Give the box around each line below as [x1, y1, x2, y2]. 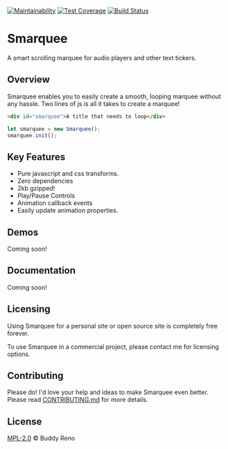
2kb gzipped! [17, 184, 55, 193]
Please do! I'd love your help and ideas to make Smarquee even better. [7, 388, 209, 396]
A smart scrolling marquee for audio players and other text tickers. [7, 53, 197, 62]
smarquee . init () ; [7, 132, 58, 139]
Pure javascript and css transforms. [17, 170, 119, 178]
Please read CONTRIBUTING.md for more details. [7, 396, 148, 404]
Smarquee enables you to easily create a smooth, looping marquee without [7, 92, 222, 100]
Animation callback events [17, 199, 93, 207]
